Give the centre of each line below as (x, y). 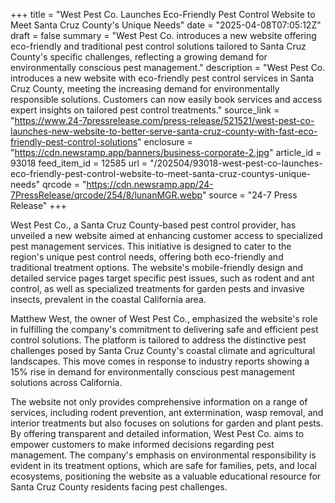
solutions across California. (66, 382)
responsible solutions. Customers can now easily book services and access (166, 99)
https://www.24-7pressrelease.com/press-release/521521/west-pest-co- (164, 120)
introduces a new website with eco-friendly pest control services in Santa (162, 78)
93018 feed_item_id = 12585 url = (79, 163)
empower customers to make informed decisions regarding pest (142, 444)
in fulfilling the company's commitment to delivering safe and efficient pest (164, 329)
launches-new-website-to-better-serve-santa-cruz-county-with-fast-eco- (164, 131)
